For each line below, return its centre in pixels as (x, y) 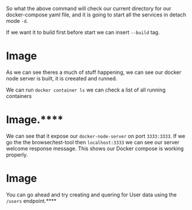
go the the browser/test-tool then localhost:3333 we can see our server (93, 142)
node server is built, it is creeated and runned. (62, 78)
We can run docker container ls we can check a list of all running (86, 90)
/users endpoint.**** (31, 201)
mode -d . (17, 21)
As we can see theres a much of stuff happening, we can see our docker (94, 72)
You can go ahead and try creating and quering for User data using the (92, 194)
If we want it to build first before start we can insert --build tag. (83, 32)
